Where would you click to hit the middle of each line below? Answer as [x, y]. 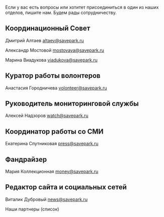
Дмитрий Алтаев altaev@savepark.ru [45, 40]
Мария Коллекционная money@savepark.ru [52, 172]
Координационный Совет [48, 28]
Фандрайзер [26, 159]
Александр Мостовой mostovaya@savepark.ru [55, 50]
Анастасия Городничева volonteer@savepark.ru [56, 88]
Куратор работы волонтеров [53, 76]
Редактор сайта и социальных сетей [66, 187]
